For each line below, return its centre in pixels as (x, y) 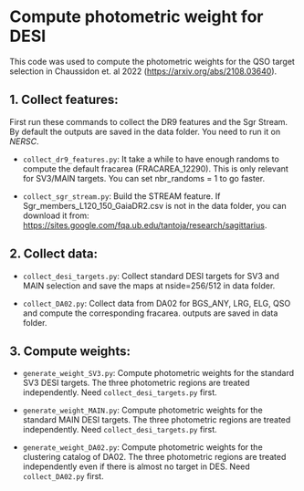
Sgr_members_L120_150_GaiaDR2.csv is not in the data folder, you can (154, 205)
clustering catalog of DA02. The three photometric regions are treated (154, 457)
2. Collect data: (54, 254)
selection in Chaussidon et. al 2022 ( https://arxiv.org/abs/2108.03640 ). (143, 71)
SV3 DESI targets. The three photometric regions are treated (136, 383)
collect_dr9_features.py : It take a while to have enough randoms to (151, 159)
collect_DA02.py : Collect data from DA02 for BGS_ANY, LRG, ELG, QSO (157, 303)
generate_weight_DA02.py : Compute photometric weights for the (142, 447)
